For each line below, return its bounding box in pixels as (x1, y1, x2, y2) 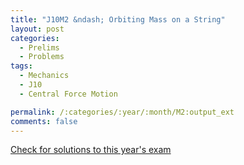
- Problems (19, 52, 65, 62)
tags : (10, 61, 33, 71)
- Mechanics (19, 71, 70, 81)
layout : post (10, 24, 65, 34)
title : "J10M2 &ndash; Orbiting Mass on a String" (10, 14, 226, 25)
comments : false (10, 116, 78, 126)
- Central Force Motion (19, 89, 118, 99)
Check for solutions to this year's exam (10, 144, 172, 156)
